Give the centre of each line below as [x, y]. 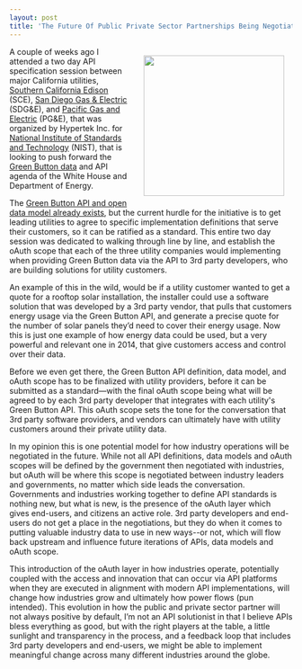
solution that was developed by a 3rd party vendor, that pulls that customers [151, 306]
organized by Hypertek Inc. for [66, 128]
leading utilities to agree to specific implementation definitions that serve [144, 222]
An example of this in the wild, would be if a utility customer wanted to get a [150, 287]
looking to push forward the [61, 156]
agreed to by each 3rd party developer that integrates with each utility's [142, 400]
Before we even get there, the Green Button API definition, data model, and [148, 371]
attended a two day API [53, 61]
